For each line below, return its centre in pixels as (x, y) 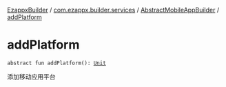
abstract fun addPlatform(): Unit (57, 63)
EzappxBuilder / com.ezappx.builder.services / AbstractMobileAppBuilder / (113, 10)
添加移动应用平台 (31, 76)
